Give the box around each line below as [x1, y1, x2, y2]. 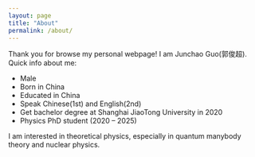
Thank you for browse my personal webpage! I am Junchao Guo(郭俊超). [8, 49, 247, 59]
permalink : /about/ [8, 26, 73, 34]
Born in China [19, 82, 65, 92]
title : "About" [8, 19, 59, 27]
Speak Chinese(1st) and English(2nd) [19, 99, 142, 108]
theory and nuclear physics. [8, 140, 100, 150]
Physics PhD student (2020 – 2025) [19, 116, 137, 126]
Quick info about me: [8, 58, 77, 68]
